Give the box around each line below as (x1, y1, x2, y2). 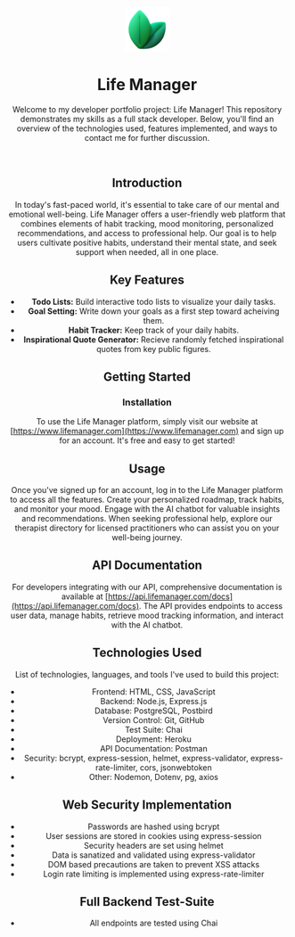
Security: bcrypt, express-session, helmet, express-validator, (23, 752, 249, 763)
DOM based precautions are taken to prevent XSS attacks (47, 859, 260, 869)
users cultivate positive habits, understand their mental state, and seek (17, 237, 277, 248)
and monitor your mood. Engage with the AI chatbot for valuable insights (13, 504, 281, 514)
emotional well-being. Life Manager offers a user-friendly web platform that (8, 209, 286, 219)
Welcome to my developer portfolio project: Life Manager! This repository (12, 103, 283, 114)
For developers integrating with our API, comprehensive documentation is (12, 581, 283, 592)
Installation (121, 396, 173, 408)
